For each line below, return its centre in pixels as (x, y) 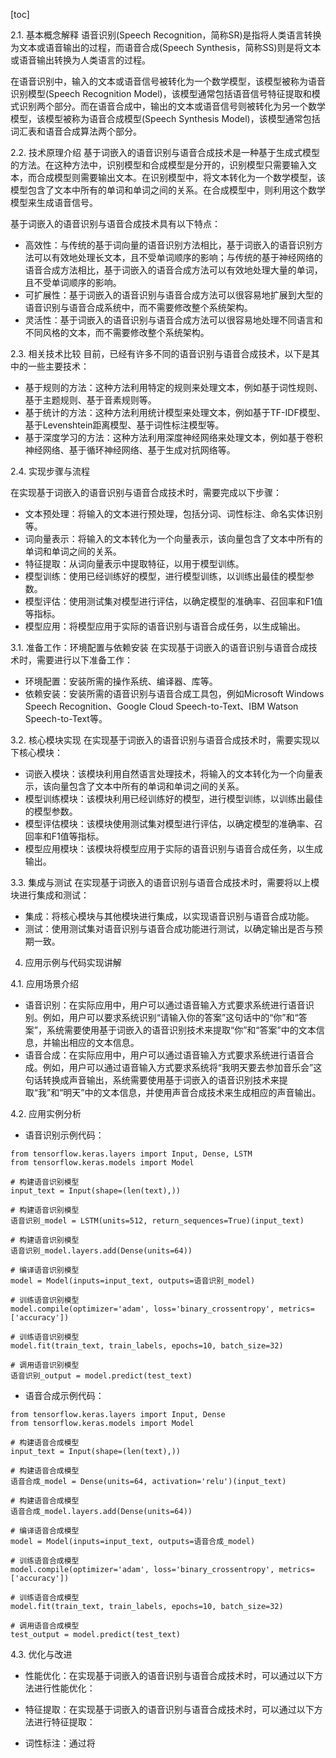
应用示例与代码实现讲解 (73, 962)
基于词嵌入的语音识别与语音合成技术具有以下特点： (115, 223)
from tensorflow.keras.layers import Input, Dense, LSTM (131, 1154)
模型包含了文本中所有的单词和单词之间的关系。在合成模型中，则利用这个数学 (168, 190)
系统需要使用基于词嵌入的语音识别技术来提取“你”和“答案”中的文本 (181, 1030)
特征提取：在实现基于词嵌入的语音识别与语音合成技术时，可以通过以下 (169, 1709)
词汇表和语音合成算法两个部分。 (76, 131)
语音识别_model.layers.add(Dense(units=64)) (101, 1251)
